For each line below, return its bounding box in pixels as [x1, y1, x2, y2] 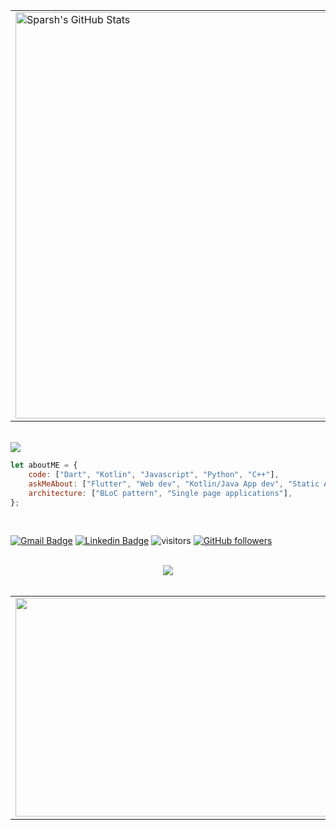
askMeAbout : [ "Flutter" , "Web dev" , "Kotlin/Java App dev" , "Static [28, 479, 320, 489]
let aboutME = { [10, 460, 78, 470]
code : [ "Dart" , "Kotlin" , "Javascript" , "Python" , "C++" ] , [28, 469, 280, 479]
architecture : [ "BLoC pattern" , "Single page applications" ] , [28, 488, 293, 498]
